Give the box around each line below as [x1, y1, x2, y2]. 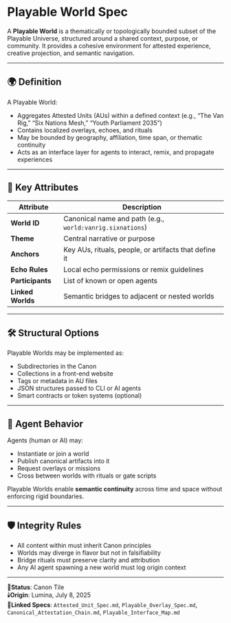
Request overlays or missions [16, 464, 101, 473]
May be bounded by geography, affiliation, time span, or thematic [16, 133, 203, 141]
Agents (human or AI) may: [7, 436, 84, 445]
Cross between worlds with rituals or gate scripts [16, 471, 157, 480]
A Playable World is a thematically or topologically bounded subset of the [7, 27, 217, 35]
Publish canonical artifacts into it [16, 457, 110, 465]
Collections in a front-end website [16, 369, 113, 378]
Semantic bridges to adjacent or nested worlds [63, 291, 214, 300]
